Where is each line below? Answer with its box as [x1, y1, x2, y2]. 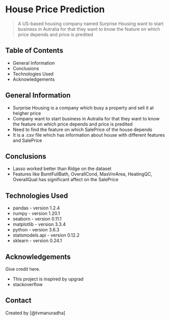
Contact [5, 296, 32, 305]
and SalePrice [12, 137, 42, 143]
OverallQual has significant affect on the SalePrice [12, 177, 118, 183]
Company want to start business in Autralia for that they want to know [12, 115, 160, 121]
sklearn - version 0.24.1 [12, 238, 62, 244]
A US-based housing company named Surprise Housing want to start [17, 20, 164, 27]
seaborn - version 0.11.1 [12, 216, 62, 222]
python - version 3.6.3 [12, 227, 60, 233]
